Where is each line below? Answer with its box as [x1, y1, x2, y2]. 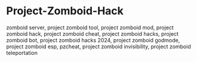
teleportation [6, 49, 38, 56]
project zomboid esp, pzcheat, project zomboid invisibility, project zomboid [6, 43, 191, 50]
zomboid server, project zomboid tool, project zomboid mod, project [6, 24, 174, 31]
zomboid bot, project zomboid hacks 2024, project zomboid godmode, [6, 36, 180, 44]
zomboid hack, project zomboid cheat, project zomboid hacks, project [6, 30, 179, 37]
